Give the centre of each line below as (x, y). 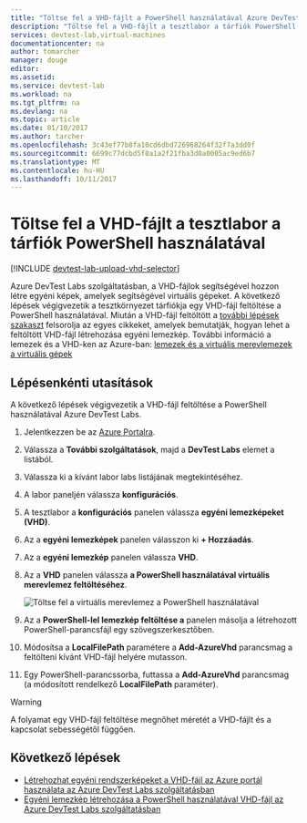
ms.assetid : (33, 77)
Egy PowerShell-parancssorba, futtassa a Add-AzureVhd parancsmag (156, 674)
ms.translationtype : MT (56, 162)
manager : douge (39, 60)
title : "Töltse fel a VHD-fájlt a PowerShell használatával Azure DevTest (155, 18)
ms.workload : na (41, 94)
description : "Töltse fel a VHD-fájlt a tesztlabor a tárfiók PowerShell (153, 26)
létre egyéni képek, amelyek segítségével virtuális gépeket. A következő (145, 296)
